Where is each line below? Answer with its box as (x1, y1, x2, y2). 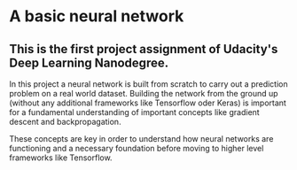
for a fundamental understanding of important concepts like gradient (9, 107, 260, 117)
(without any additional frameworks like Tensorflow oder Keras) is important (9, 97, 286, 108)
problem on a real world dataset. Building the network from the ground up (9, 89, 278, 98)
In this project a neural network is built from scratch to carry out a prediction (9, 79, 288, 89)
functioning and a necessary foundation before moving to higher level (9, 143, 264, 153)
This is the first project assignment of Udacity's (9, 42, 278, 57)
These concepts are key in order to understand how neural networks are (9, 134, 274, 143)
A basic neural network (9, 6, 184, 27)
